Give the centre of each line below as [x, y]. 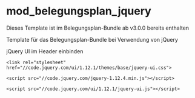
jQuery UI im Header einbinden [45, 51]
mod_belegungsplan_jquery [79, 11]
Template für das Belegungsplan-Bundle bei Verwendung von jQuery [92, 39]
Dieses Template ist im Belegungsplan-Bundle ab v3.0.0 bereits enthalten [98, 28]
